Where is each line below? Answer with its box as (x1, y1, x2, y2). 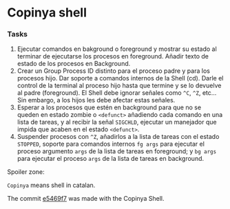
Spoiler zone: (7, 168, 45, 176)
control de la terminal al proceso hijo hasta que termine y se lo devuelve (17, 81, 222, 90)
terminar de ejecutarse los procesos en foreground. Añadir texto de (17, 52, 209, 60)
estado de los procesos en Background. (17, 60, 131, 68)
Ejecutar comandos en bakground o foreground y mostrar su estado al (17, 45, 217, 53)
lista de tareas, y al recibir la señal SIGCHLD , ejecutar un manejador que (17, 118, 217, 126)
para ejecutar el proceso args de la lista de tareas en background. (17, 155, 205, 163)
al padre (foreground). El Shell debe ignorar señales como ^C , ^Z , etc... (17, 89, 217, 97)
